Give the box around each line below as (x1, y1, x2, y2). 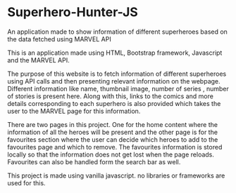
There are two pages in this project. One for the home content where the (7, 120, 218, 128)
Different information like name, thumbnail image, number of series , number (7, 84, 229, 93)
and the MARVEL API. (7, 55, 70, 64)
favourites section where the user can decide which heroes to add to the (7, 135, 218, 144)
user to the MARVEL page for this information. (7, 107, 141, 115)
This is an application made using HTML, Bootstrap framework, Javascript (7, 48, 223, 57)
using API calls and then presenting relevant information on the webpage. (7, 76, 221, 85)
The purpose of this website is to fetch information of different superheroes (7, 69, 227, 78)
